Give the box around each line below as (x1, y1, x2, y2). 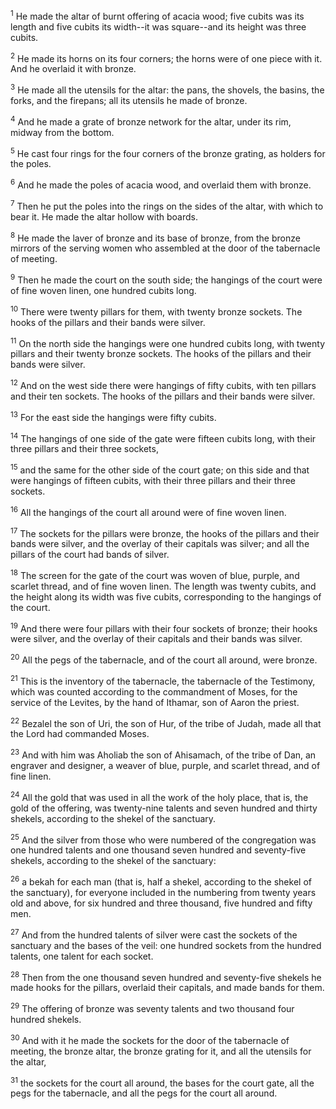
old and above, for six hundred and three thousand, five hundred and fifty (10, 897, 313, 909)
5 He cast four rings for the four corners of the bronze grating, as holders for (10, 145, 326, 159)
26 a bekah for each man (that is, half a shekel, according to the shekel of (10, 874, 312, 888)
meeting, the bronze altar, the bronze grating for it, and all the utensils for (10, 1045, 312, 1057)
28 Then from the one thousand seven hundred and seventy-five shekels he (10, 969, 322, 983)
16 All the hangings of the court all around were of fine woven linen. (10, 504, 287, 518)
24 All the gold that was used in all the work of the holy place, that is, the (10, 790, 309, 803)
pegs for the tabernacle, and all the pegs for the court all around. (10, 1087, 278, 1099)
